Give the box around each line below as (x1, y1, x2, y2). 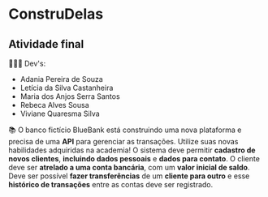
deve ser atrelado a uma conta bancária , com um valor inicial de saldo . (8, 163, 250, 172)
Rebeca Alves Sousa (19, 101, 89, 109)
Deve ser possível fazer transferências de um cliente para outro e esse (8, 171, 250, 181)
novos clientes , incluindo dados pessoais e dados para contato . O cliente (8, 154, 260, 163)
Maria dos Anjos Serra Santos (19, 92, 120, 101)
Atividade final (8, 37, 84, 51)
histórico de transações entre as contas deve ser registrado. (8, 180, 214, 189)
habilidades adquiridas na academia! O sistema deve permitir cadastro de (8, 145, 256, 155)
